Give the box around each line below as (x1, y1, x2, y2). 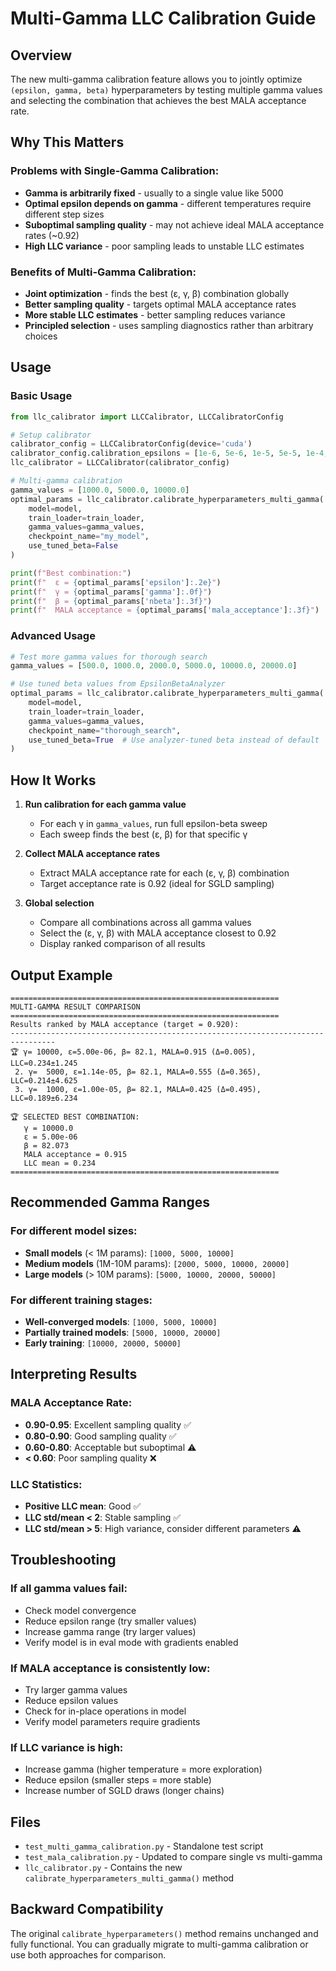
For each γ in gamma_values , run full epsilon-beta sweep (39, 818, 268, 830)
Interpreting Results (10, 1366, 138, 1383)
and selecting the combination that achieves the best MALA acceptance (10, 95, 307, 106)
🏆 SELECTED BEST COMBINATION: (10, 1112, 140, 1122)
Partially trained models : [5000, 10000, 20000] (24, 1326, 222, 1338)
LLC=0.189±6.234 (10, 1093, 78, 1103)
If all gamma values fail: (10, 1582, 128, 1596)
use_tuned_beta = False (28, 541, 118, 551)
